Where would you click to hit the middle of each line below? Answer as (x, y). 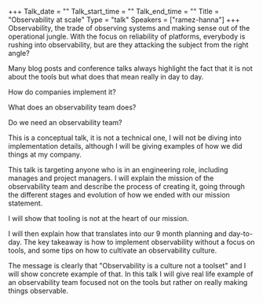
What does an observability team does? (72, 107)
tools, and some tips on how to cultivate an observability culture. (113, 250)
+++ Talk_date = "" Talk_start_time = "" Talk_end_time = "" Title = (114, 11)
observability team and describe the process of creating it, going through (126, 187)
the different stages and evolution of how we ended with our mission (119, 195)
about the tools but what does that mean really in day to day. (106, 77)
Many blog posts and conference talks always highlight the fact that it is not (130, 68)
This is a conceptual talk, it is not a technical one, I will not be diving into (125, 138)
